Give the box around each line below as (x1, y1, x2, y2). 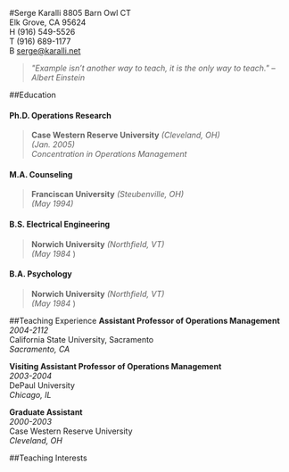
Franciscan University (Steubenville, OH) (30, 189, 185, 200)
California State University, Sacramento (9, 334, 154, 344)
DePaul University (9, 379, 76, 391)
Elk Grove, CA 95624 (9, 17, 87, 28)
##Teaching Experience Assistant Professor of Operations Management (9, 315, 281, 326)
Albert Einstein (30, 72, 86, 83)
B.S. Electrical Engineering (9, 219, 111, 229)
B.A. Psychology (9, 269, 73, 279)
